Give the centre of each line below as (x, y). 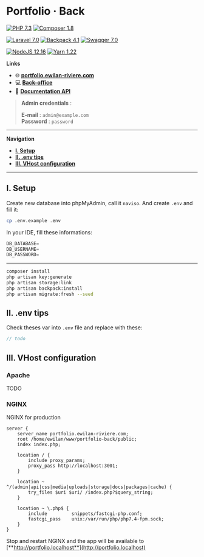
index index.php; (39, 445)
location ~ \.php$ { (43, 509)
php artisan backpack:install (45, 288)
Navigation (20, 139)
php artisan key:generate (39, 277)
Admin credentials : (46, 103)
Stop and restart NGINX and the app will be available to (75, 541)
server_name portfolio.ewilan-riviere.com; (73, 434)
